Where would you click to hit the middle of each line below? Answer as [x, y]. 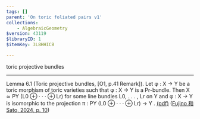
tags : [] [17, 12]
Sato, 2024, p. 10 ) [28, 110]
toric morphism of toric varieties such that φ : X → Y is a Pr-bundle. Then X [98, 90]
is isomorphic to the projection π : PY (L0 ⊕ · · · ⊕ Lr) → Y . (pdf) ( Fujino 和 [100, 103]
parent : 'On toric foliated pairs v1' [54, 17]
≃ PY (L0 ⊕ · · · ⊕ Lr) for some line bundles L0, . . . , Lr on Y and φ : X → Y [100, 96]
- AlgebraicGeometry [42, 28]
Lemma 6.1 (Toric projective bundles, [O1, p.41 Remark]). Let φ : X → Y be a [98, 83]
